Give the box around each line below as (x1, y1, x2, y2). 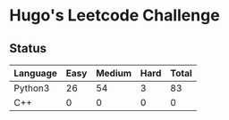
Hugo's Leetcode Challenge (9, 5, 221, 26)
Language (13, 68, 58, 79)
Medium (95, 68, 132, 79)
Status (9, 41, 47, 56)
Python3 (13, 82, 50, 94)
